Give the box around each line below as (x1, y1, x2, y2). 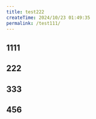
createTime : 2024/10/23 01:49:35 (6, 15, 91, 21)
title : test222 (6, 8, 45, 15)
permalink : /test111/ (6, 20, 61, 26)
